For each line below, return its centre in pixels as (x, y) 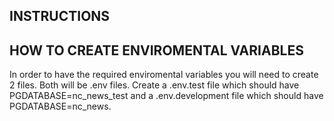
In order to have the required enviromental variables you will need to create (164, 75)
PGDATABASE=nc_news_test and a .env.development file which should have (166, 96)
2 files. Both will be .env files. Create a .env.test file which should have (154, 85)
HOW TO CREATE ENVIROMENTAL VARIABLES (156, 50)
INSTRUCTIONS (60, 16)
